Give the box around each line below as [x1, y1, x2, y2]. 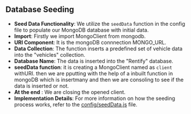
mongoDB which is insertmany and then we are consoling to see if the [14, 76, 184, 83]
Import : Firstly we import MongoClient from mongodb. [14, 32, 146, 40]
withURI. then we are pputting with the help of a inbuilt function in [14, 70, 173, 77]
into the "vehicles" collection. [14, 51, 86, 58]
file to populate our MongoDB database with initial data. [14, 26, 149, 33]
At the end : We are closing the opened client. [14, 88, 126, 95]
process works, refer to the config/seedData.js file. [14, 101, 138, 108]
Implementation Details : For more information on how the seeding [14, 95, 176, 102]
